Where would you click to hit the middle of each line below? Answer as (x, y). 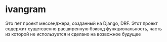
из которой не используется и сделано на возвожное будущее (73, 34)
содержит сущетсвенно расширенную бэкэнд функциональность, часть (83, 28)
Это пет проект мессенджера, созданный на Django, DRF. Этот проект (81, 23)
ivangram (26, 9)
